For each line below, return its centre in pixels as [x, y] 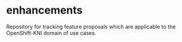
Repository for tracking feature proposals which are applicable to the [91, 27]
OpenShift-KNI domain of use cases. [51, 33]
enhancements [44, 10]
